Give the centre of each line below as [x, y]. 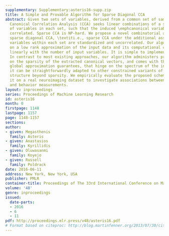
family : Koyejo [26, 155]
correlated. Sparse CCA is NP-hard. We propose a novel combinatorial [85, 33]
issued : [13, 197]
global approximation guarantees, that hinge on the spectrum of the [84, 66]
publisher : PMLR [22, 179]
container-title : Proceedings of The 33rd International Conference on [82, 184]
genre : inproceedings [28, 193]
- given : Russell [23, 160]
